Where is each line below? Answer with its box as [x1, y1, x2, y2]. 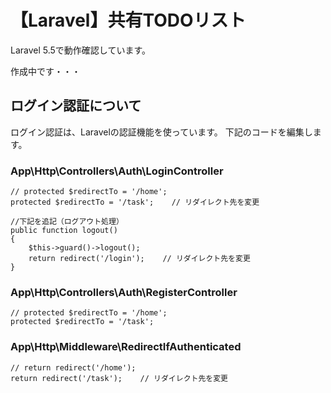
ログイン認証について [10, 97, 142, 115]
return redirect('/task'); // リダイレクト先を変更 [10, 373, 228, 383]
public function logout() [10, 226, 118, 236]
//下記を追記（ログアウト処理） [10, 217, 124, 227]
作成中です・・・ [10, 65, 81, 77]
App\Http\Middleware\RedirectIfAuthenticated [10, 340, 242, 354]
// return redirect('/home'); [10, 362, 137, 373]
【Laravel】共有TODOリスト [10, 9, 247, 32]
